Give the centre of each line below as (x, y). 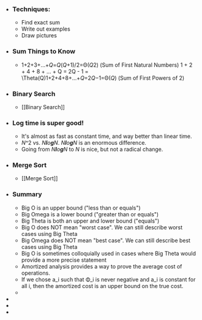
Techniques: (31, 9)
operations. (36, 273)
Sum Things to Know (43, 51)
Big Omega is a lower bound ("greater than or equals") (90, 214)
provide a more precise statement (64, 260)
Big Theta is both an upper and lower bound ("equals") (90, 221)
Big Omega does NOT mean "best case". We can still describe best (106, 240)
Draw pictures (39, 36)
